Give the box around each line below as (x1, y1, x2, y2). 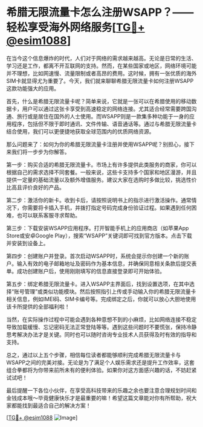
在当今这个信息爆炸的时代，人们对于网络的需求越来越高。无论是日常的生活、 (6, 54, 197, 62)
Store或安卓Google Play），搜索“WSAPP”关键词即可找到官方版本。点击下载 (6, 232, 192, 239)
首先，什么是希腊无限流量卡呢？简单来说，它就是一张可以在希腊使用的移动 (6, 97, 192, 104)
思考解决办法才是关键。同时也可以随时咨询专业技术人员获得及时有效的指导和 (6, 330, 197, 338)
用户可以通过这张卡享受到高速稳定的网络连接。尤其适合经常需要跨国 (22, 105, 192, 112)
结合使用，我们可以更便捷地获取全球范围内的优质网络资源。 (6, 127, 155, 135)
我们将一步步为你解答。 (11, 148, 70, 155)
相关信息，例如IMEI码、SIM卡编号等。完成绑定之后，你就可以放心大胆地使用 (6, 295, 196, 303)
